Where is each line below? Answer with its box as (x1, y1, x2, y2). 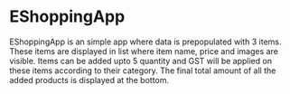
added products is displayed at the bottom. (9, 74, 170, 85)
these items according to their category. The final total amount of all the (9, 65, 276, 76)
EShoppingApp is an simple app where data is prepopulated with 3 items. (9, 36, 282, 47)
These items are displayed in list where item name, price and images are (9, 45, 278, 56)
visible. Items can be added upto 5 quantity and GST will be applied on (9, 55, 273, 66)
